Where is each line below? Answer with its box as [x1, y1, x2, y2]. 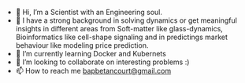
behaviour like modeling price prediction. [15, 41, 149, 50]
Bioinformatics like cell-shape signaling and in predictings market [15, 32, 228, 41]
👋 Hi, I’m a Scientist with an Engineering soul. [15, 8, 163, 16]
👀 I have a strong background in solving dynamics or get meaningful [15, 16, 238, 25]
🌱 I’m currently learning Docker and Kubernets [15, 49, 167, 58]
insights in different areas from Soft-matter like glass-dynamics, [15, 24, 223, 33]
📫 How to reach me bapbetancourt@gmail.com [15, 67, 172, 75]
